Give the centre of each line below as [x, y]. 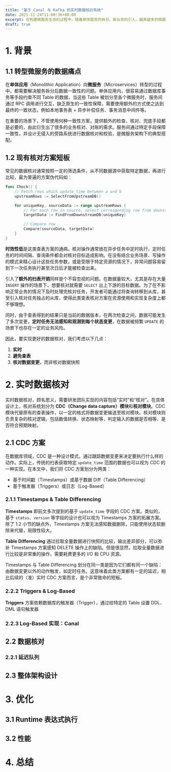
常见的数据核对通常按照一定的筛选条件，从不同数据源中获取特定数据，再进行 [85, 171]
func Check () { [21, 187]
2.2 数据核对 [25, 642]
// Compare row [40, 224]
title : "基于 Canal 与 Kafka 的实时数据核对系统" [54, 10]
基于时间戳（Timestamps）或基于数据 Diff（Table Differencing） [80, 480]
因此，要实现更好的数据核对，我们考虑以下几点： [56, 338]
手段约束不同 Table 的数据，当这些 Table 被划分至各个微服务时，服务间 [88, 97]
